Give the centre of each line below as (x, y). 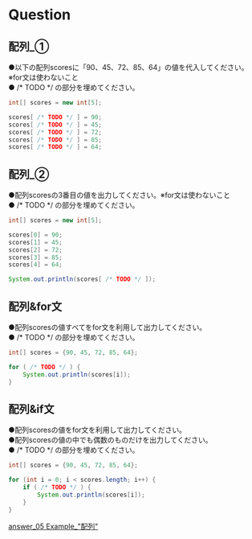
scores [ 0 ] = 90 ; (35, 235)
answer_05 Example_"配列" (53, 526)
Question (39, 15)
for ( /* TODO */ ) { (45, 367)
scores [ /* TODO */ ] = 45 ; (55, 125)
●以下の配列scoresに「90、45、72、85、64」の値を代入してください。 (128, 67)
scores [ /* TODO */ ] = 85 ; (55, 140)
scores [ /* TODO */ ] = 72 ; (55, 132)
